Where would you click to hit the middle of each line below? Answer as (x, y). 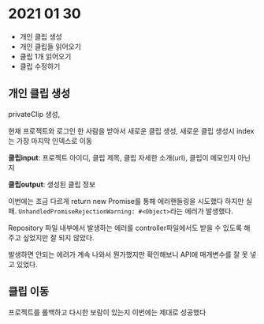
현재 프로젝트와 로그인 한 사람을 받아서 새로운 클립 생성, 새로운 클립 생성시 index (131, 130)
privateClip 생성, (34, 114)
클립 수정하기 (40, 66)
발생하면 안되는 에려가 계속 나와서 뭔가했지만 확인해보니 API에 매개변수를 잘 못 (128, 254)
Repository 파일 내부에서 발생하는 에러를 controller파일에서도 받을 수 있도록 (125, 228)
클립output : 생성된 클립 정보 (52, 184)
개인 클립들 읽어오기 (50, 46)
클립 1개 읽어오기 (45, 56)
